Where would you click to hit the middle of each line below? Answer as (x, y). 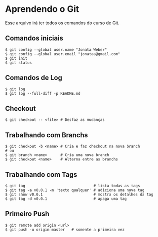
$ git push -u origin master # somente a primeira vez (65, 230)
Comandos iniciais (34, 38)
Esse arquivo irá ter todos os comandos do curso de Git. (62, 23)
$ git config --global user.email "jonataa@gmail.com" (63, 54)
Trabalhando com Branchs (47, 135)
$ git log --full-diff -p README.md (43, 93)
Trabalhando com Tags (41, 175)
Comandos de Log (34, 78)
